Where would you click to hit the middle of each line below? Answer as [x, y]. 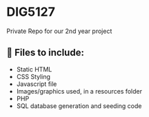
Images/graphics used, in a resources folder [79, 91]
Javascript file [37, 84]
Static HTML [34, 69]
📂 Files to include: [45, 53]
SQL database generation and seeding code [79, 106]
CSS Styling [33, 76]
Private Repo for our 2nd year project [59, 31]
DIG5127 [31, 12]
